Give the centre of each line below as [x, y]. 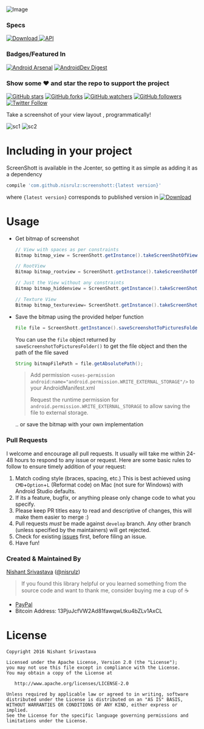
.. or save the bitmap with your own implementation [79, 424]
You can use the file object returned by [66, 339]
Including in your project [69, 151]
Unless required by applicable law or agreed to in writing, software [97, 694]
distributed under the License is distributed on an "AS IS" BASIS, [95, 699]
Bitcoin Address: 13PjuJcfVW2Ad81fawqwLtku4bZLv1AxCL [89, 610]
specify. [25, 504]
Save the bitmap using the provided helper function [79, 317]
